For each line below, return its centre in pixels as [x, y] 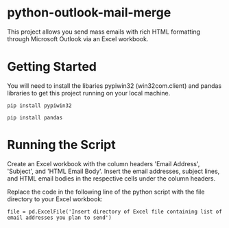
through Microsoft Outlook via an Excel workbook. [78, 38]
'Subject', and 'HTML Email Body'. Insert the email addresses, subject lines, [113, 171]
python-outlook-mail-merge [89, 13]
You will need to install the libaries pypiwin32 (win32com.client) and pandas [114, 85]
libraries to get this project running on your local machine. [89, 93]
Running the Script [61, 145]
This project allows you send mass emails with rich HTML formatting [104, 32]
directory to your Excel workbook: [55, 199]
